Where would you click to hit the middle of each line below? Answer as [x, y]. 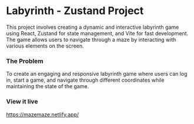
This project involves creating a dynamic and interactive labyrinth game [93, 27]
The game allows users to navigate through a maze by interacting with [91, 39]
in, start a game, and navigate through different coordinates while [85, 80]
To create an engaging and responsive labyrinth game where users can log [97, 74]
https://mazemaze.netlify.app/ [43, 114]
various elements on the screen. [45, 46]
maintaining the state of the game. [48, 86]
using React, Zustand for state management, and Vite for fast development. [97, 33]
